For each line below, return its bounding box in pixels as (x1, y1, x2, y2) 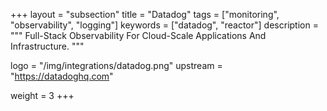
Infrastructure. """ (10, 40, 85, 52)
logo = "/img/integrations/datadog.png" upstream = (10, 60, 223, 71)
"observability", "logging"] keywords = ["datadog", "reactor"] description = (10, 19, 319, 31)
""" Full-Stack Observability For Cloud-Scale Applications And (10, 30, 267, 41)
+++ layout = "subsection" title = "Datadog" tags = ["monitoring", (10, 9, 280, 20)
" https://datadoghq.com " (10, 70, 114, 82)
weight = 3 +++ (10, 90, 75, 101)
